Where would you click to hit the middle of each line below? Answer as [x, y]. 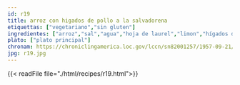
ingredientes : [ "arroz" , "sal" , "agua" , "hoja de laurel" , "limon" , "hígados [118, 34]
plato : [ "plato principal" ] [49, 40]
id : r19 [19, 14]
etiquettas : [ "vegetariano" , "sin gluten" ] [71, 27]
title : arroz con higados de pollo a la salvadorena [87, 21]
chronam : [20, 47]
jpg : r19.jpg [27, 54]
